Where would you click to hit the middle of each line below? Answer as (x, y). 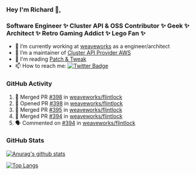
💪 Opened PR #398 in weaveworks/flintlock (69, 103)
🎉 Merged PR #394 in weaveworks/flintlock (69, 116)
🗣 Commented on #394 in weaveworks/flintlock (75, 123)
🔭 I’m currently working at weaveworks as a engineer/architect (92, 46)
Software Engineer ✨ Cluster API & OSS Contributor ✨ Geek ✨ (98, 25)
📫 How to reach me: (41, 66)
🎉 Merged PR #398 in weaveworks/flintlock (69, 97)
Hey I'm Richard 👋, (34, 10)
